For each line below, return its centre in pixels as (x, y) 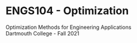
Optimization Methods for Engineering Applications (68, 27)
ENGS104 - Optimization (67, 11)
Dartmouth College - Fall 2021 (42, 33)
